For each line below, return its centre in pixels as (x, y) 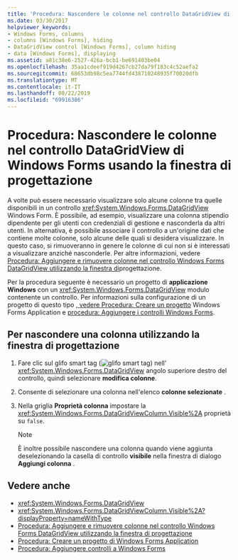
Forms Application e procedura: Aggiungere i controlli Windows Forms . (111, 312)
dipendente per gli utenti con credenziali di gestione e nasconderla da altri (116, 223)
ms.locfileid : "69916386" (45, 100)
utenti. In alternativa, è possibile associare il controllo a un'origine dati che (116, 230)
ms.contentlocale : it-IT (44, 87)
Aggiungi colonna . (46, 463)
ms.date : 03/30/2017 (38, 21)
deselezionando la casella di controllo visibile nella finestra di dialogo (119, 455)
